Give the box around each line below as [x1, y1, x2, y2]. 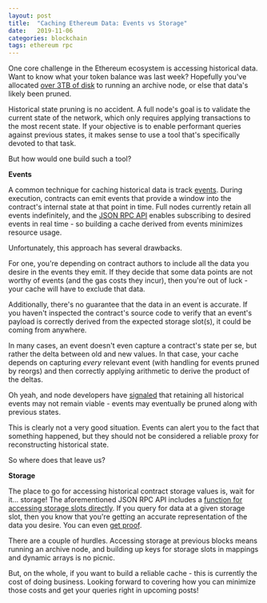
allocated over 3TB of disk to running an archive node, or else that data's [8, 81, 249, 90]
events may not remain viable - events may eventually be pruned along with [8, 399, 257, 408]
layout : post [8, 11, 52, 20]
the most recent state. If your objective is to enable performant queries [8, 122, 241, 131]
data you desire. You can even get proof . [8, 521, 142, 530]
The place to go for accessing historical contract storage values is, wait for [8, 486, 255, 496]
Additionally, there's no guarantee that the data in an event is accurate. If [8, 299, 248, 309]
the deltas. [8, 375, 44, 384]
